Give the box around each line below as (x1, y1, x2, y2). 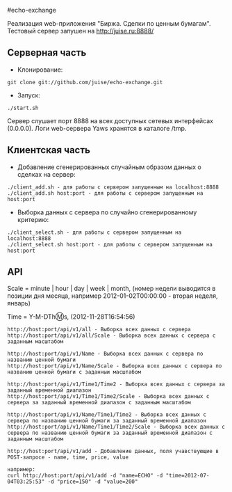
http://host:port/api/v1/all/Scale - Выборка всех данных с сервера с (7, 332, 216, 340)
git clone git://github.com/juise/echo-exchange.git (7, 79, 163, 86)
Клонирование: (17, 65, 63, 74)
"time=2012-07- (165, 473, 210, 479)
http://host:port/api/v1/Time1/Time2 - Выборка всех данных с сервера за (7, 381, 226, 388)
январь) (7, 299, 31, 308)
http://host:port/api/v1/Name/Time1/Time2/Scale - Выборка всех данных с (7, 424, 226, 431)
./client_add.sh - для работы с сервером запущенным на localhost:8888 (7, 184, 219, 191)
